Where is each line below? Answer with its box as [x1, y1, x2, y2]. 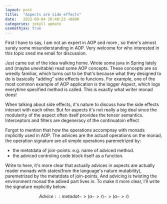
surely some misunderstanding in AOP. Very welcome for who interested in [5, 45, 159, 51]
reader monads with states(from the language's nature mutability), [5, 168, 142, 174]
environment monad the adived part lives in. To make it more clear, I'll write [5, 178, 160, 184]
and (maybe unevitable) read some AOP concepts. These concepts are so [5, 65, 157, 71]
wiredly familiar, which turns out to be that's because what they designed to [5, 70, 161, 76]
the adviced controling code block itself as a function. [12, 153, 123, 159]
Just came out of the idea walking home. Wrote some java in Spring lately [5, 60, 156, 66]
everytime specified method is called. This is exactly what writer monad [5, 86, 153, 92]
